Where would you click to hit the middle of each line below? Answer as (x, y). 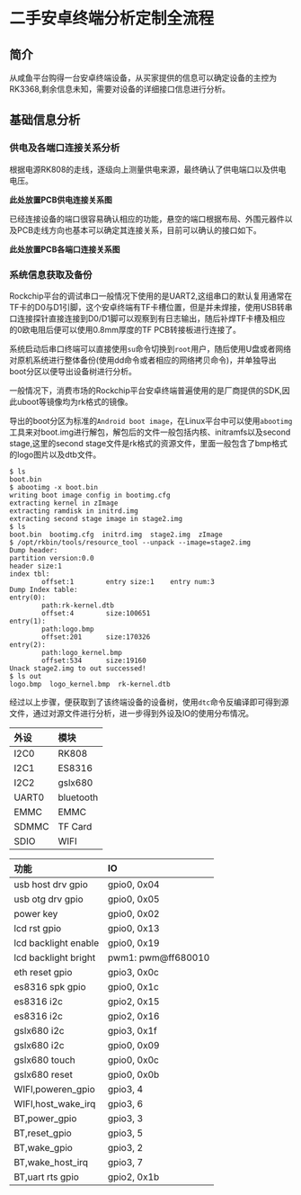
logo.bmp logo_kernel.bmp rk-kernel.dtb (90, 684)
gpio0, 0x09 (133, 1045)
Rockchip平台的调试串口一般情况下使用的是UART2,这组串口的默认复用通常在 (151, 296)
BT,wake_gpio (44, 1147)
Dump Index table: (44, 589)
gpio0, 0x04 (133, 885)
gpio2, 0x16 (133, 1016)
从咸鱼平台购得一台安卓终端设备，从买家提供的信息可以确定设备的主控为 (143, 78)
